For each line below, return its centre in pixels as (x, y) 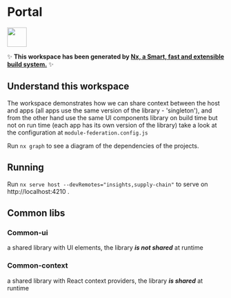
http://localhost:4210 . (39, 191)
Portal (25, 12)
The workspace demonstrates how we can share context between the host (114, 103)
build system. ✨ (30, 64)
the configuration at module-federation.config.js (78, 132)
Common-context (38, 266)
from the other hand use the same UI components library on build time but (113, 117)
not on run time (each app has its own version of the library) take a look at (112, 125)
